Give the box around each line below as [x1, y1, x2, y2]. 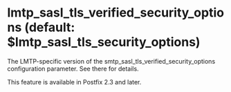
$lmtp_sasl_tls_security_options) [7, 35, 201, 50]
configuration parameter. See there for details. [7, 64, 140, 73]
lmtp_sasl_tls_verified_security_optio [7, 5, 225, 21]
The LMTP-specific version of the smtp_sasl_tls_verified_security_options [7, 57, 216, 65]
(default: [24, 19, 75, 35]
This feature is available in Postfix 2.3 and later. [7, 77, 142, 86]
